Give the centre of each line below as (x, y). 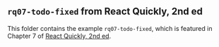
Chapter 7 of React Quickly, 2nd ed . (59, 36)
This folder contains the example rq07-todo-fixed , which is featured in (110, 28)
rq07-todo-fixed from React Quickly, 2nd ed (105, 12)
